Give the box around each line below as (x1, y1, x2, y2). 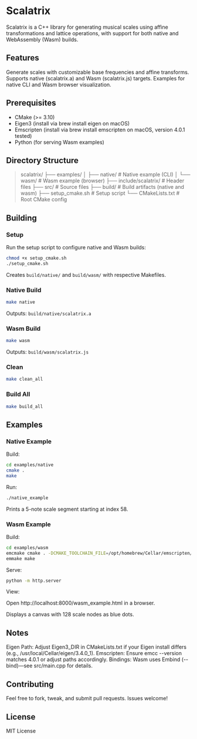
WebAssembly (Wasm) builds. (6, 36, 79, 43)
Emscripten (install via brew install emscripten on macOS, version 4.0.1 (14, 126, 185, 133)
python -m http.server (6, 578, 62, 584)
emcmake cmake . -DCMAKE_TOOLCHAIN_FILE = (6, 550, 109, 556)
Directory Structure (6, 155, 79, 165)
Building (6, 213, 37, 223)
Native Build (6, 286, 42, 294)
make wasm (6, 338, 30, 344)
